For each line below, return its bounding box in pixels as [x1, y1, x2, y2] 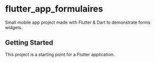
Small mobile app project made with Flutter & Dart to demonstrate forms [5, 19, 151, 25]
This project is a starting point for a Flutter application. [5, 51, 115, 57]
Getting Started [5, 39, 53, 47]
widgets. [5, 24, 23, 30]
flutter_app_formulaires [5, 3, 103, 15]
